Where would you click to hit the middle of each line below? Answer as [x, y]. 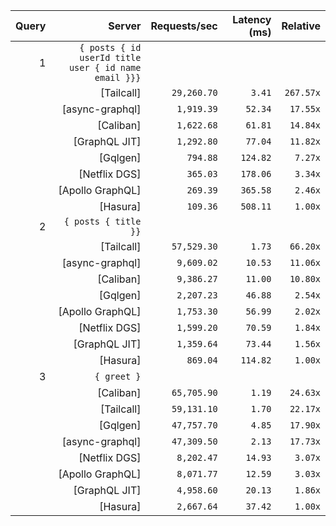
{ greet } [118, 376]
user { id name [105, 67]
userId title [110, 57]
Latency [252, 19]
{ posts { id [110, 47]
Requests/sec [184, 26]
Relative [301, 26]
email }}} [118, 77]
